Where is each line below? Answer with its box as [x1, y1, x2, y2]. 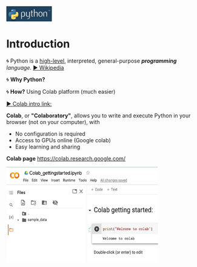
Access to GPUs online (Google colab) [15, 136, 111, 144]
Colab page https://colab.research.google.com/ [6, 154, 126, 162]
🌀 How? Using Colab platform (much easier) [6, 88, 116, 95]
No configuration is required [15, 130, 86, 137]
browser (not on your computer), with [6, 118, 100, 125]
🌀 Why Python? [6, 75, 45, 83]
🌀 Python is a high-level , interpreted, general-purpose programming [6, 57, 177, 64]
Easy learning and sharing [15, 143, 81, 150]
